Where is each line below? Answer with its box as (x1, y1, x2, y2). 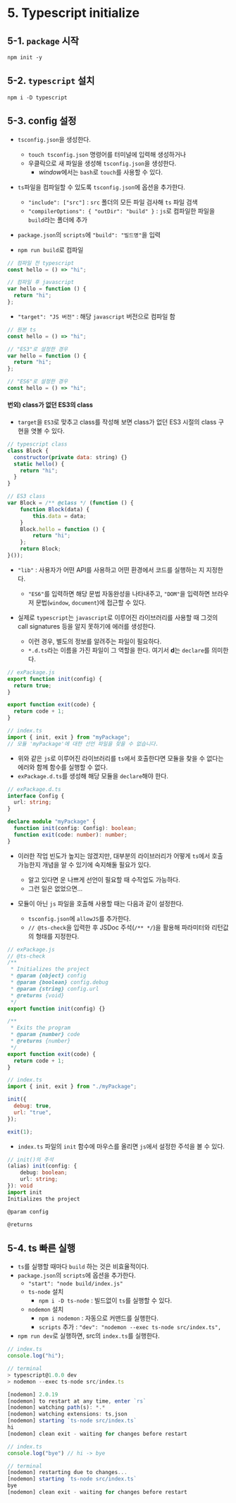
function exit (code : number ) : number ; (13, 831, 128, 838)
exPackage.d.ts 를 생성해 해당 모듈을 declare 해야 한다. (17, 771, 169, 780)
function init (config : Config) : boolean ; (13, 825, 137, 832)
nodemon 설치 (27, 1305, 64, 1314)
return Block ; (20, 545, 61, 552)
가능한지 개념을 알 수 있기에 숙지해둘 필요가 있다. (17, 860, 151, 869)
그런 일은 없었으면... (27, 884, 83, 893)
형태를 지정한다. (35, 932, 80, 940)
